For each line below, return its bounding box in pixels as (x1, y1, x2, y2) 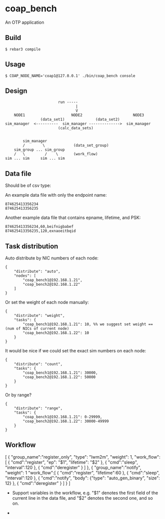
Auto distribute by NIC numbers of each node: (5, 255, 99, 261)
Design (5, 86, 28, 95)
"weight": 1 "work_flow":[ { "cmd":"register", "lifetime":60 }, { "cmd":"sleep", (5, 470, 160, 476)
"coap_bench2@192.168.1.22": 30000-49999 (23, 419, 109, 424)
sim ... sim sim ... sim (5, 156, 65, 161)
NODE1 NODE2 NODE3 (14, 113, 144, 118)
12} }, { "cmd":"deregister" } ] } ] (5, 480, 70, 486)
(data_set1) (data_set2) (40, 117, 120, 122)
